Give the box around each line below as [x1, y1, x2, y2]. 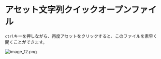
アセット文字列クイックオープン [5, 4, 132, 15]
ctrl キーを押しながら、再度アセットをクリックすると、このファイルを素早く [5, 33, 158, 39]
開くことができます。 [5, 39, 47, 45]
